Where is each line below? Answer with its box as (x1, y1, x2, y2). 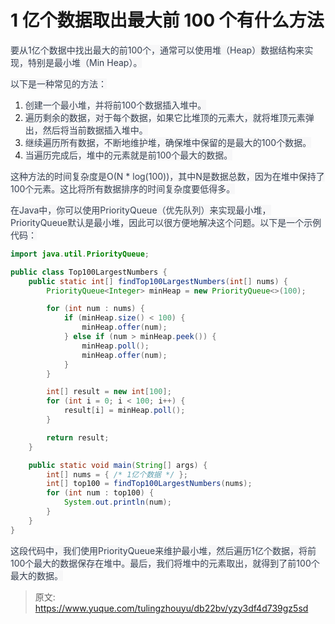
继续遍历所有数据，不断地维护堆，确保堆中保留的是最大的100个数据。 (24, 136, 312, 148)
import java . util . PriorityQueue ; (10, 249, 150, 259)
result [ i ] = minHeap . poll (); (63, 406, 186, 416)
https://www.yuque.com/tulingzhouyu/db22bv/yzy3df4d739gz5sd (34, 602, 309, 614)
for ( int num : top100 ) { (46, 488, 155, 498)
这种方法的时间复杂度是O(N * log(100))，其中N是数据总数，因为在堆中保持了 (10, 170, 325, 182)
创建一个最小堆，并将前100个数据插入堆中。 (24, 99, 207, 111)
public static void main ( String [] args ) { (28, 460, 208, 470)
